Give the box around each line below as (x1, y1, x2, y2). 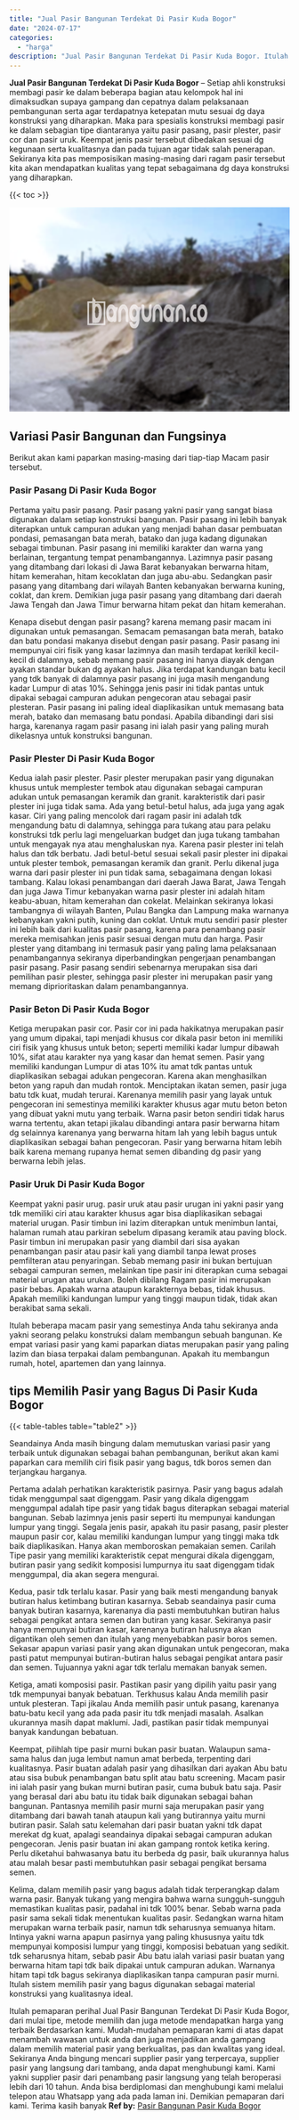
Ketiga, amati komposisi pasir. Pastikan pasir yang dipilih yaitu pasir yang (9, 1680, 278, 1690)
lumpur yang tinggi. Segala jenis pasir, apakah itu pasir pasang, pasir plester (9, 1522, 289, 1533)
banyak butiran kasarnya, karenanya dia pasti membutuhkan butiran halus (9, 1605, 280, 1617)
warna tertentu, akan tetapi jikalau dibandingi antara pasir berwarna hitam (9, 1118, 280, 1129)
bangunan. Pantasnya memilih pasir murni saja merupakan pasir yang (9, 1801, 264, 1812)
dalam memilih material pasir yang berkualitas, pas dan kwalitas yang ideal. (9, 2043, 286, 2054)
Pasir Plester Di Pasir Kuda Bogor (9, 752, 156, 765)
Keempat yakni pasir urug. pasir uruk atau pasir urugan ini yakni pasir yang (9, 1199, 285, 1209)
